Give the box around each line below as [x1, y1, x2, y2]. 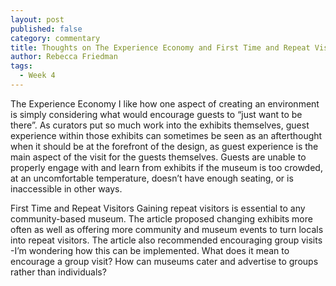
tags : [10, 61, 33, 71]
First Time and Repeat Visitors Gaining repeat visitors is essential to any [10, 202, 306, 214]
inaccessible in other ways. [10, 182, 123, 195]
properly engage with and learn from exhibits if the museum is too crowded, [10, 161, 323, 173]
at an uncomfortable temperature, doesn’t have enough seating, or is [10, 172, 294, 184]
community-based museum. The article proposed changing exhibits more [10, 212, 313, 225]
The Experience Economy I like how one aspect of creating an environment [10, 97, 320, 110]
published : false [10, 24, 83, 34]
